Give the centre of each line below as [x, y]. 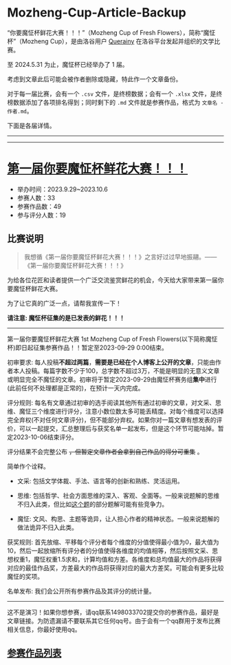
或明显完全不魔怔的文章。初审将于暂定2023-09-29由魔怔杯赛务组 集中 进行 [112, 379]
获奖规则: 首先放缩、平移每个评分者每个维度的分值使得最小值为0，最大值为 [113, 542]
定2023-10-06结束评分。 [42, 437]
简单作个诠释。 [28, 466]
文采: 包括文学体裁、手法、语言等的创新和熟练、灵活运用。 [100, 481]
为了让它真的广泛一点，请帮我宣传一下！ [64, 303]
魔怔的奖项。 [25, 576]
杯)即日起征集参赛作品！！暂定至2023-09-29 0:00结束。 [88, 347]
